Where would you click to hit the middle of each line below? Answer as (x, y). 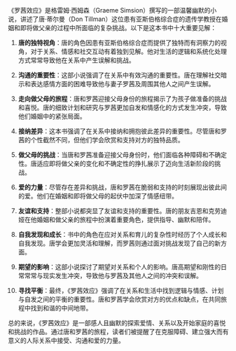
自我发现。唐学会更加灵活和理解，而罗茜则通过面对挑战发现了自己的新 (119, 243)
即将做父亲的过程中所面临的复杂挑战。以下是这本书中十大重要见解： (118, 28)
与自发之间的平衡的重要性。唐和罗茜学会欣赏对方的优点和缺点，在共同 (119, 299)
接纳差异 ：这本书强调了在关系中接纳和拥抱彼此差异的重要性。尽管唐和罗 (122, 131)
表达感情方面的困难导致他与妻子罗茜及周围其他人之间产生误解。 (123, 84)
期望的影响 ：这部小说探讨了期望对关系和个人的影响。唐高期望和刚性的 (119, 267)
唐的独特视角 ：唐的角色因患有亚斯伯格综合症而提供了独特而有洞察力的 (119, 43)
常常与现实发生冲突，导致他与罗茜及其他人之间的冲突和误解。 (113, 276)
